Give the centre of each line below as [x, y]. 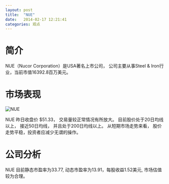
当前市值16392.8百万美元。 [42, 72]
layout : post [19, 10]
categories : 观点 [23, 24]
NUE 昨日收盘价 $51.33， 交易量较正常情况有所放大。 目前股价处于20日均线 [84, 119]
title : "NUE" [20, 15]
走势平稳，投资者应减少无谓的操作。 [43, 132]
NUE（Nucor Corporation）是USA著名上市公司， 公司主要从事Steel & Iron [82, 66]
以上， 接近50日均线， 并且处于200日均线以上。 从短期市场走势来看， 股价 [84, 126]
